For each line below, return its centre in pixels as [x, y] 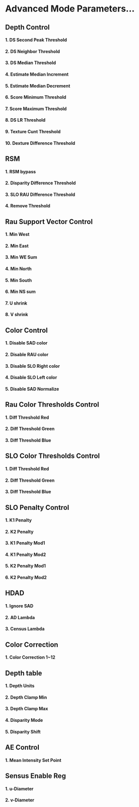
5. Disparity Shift [23, 731]
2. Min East [17, 245]
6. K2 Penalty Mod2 [26, 578]
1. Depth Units [20, 686]
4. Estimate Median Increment [37, 74]
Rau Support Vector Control [49, 222]
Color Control [27, 330]
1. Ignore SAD [19, 606]
